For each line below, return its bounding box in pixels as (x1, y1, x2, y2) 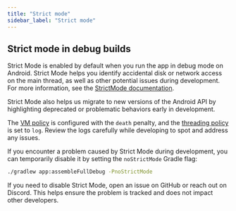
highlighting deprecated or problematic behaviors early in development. (7, 105, 216, 113)
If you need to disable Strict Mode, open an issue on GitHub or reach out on (7, 181, 227, 190)
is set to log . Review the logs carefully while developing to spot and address (7, 126, 228, 134)
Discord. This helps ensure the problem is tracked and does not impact (7, 188, 213, 197)
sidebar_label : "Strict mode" (7, 17, 97, 24)
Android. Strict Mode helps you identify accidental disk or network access (7, 69, 223, 77)
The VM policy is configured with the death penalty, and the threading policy (7, 119, 229, 127)
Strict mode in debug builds (7, 43, 132, 55)
